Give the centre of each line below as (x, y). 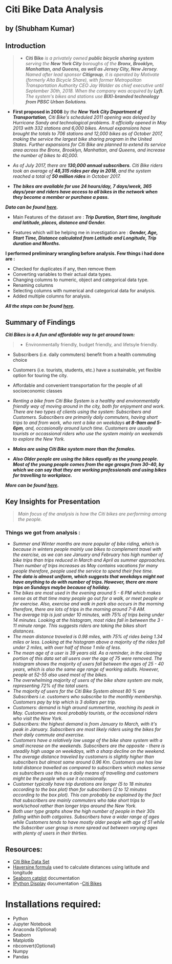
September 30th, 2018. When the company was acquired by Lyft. (94, 91)
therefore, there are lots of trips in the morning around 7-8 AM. (79, 609)
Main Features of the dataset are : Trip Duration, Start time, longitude (87, 217)
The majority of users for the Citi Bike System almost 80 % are (79, 691)
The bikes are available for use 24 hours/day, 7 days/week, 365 (82, 187)
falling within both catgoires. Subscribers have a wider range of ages (86, 817)
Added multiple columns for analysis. (52, 296)
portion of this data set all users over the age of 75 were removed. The (87, 658)
